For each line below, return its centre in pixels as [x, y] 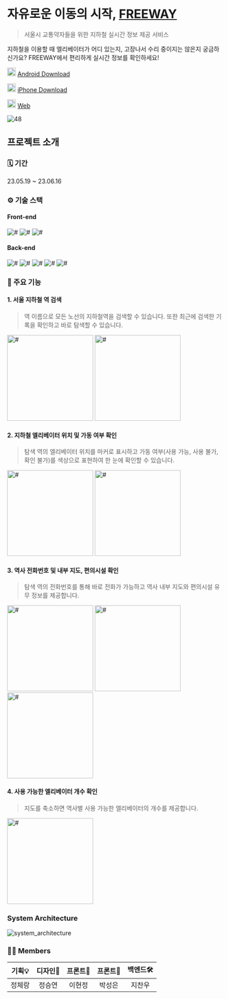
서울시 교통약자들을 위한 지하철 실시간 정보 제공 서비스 [96, 34]
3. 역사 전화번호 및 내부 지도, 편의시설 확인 [63, 570]
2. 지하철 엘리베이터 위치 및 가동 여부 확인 [62, 435]
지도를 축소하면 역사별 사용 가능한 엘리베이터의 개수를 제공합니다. [111, 808]
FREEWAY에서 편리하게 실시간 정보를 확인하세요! [94, 57]
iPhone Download [42, 89]
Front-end [22, 217]
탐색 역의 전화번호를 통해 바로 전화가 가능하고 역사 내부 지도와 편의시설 [118, 587]
